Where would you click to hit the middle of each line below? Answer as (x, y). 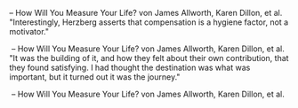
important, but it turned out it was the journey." (95, 77)
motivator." (29, 31)
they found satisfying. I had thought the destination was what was (130, 67)
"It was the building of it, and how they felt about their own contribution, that (149, 58)
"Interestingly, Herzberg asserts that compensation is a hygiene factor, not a (149, 22)
